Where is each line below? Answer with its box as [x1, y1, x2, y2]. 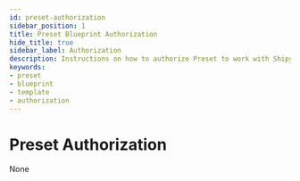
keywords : [9, 63, 46, 72]
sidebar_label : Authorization [9, 46, 122, 55]
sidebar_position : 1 [9, 21, 87, 30]
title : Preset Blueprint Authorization [9, 29, 158, 38]
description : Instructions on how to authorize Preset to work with [9, 54, 270, 63]
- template [9, 87, 50, 96]
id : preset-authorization [9, 12, 105, 22]
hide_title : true [9, 37, 74, 47]
